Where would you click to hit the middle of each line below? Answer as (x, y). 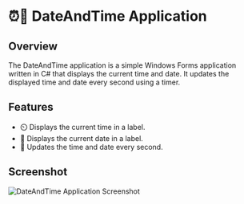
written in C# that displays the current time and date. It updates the (119, 74)
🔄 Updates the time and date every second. (91, 147)
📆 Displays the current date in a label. (82, 138)
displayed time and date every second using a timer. (94, 82)
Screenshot (38, 172)
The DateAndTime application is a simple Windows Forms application (122, 65)
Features (31, 107)
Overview (33, 46)
